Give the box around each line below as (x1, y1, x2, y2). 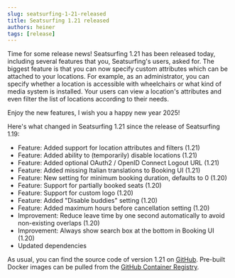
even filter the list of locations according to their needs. (7, 95, 169, 104)
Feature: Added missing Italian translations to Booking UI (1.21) (17, 166, 201, 174)
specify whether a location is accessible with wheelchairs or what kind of (7, 79, 222, 89)
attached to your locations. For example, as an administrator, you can (7, 72, 209, 81)
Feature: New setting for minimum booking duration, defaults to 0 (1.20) (17, 174, 227, 182)
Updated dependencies (17, 242, 87, 250)
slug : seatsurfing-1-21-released (7, 10, 106, 18)
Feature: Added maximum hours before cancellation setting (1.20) (17, 204, 210, 213)
